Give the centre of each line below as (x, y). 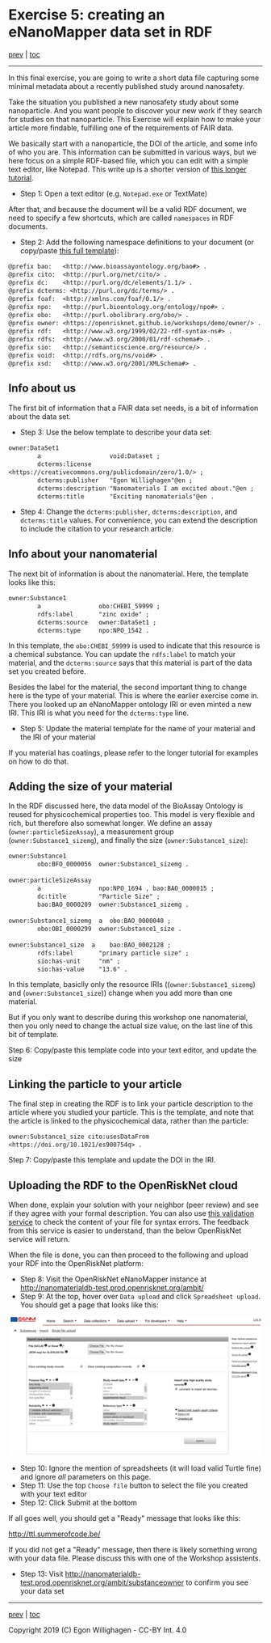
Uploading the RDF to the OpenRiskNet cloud (123, 1186)
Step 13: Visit (42, 1574)
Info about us (42, 389)
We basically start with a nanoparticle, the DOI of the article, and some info (133, 143)
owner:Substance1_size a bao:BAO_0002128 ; (90, 945)
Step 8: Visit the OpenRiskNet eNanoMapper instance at (113, 1279)
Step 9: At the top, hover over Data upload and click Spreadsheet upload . (140, 1296)
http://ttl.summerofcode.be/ (54, 1534)
